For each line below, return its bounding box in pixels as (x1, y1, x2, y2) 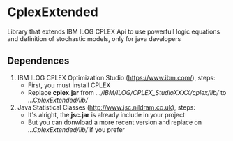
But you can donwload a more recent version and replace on (27, 118, 202, 126)
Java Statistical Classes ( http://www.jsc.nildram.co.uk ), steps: (17, 103, 195, 112)
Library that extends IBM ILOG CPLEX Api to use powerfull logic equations (7, 27, 220, 36)
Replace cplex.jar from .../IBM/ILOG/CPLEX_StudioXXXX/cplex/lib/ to (27, 88, 227, 96)
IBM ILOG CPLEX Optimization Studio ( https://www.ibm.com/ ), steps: (17, 73, 216, 82)
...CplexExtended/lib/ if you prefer (27, 125, 126, 133)
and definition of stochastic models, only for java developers (7, 34, 181, 43)
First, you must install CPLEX (27, 81, 111, 89)
